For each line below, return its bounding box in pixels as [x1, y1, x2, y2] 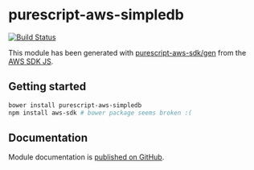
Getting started [8, 80, 87, 93]
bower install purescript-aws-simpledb [8, 101, 142, 110]
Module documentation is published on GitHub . [8, 152, 165, 162]
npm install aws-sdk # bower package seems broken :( [8, 109, 193, 117]
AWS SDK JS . [8, 56, 54, 66]
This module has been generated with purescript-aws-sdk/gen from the [8, 48, 247, 57]
